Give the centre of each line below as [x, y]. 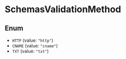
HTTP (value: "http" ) [33, 40]
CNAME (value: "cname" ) [35, 46]
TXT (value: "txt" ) [30, 51]
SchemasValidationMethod [63, 9]
